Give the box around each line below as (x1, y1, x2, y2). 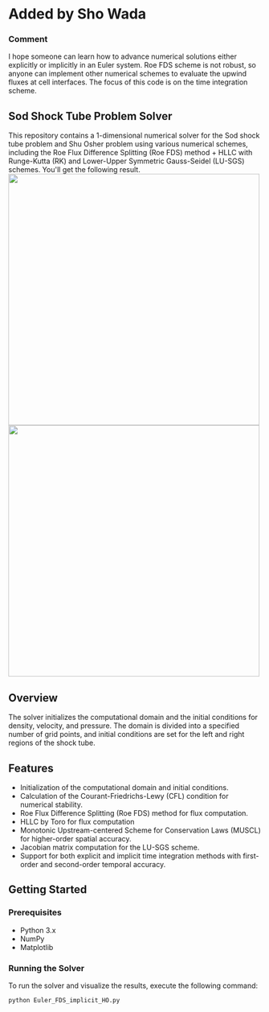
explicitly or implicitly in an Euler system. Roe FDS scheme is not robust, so (8, 60, 257, 70)
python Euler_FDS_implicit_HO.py (8, 996, 120, 1004)
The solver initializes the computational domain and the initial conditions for (8, 713, 259, 722)
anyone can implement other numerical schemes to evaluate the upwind (8, 69, 247, 79)
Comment (8, 34, 48, 45)
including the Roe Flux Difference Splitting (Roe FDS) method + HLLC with (8, 148, 253, 158)
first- (243, 850, 259, 861)
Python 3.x (19, 925, 56, 935)
